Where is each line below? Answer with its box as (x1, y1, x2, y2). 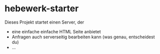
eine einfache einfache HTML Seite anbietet (11, 28, 101, 34)
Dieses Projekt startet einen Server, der (4, 19, 85, 25)
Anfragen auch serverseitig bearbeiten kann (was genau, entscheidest (11, 34, 155, 40)
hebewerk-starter (4, 3, 79, 14)
